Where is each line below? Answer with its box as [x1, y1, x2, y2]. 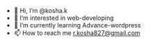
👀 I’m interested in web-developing [13, 14, 115, 22]
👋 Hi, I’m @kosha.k [13, 7, 68, 14]
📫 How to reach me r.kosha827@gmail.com [13, 29, 140, 37]
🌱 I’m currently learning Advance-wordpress [13, 21, 141, 29]
